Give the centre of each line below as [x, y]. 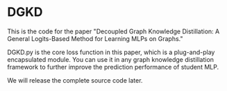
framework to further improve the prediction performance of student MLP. [113, 67]
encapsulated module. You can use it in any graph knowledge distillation [110, 59]
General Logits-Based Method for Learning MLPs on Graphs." [95, 38]
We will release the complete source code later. [75, 80]
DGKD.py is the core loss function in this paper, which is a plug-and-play [111, 52]
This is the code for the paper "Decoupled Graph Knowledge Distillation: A [113, 31]
